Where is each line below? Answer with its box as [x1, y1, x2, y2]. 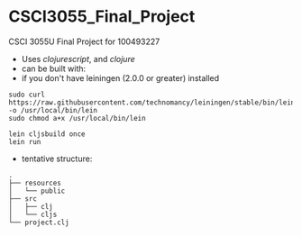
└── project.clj [8, 218, 69, 227]
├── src [8, 194, 38, 204]
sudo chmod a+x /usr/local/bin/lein [8, 113, 146, 123]
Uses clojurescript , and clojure [21, 53, 136, 64]
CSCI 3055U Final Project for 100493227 [8, 36, 160, 47]
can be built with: [21, 63, 87, 74]
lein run [8, 137, 41, 146]
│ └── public [8, 186, 66, 195]
